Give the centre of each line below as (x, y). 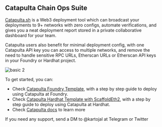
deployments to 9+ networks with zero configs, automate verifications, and (81, 25)
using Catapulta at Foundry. (40, 94)
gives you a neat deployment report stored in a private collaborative (73, 30)
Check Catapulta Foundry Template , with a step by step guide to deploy (84, 89)
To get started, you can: (29, 79)
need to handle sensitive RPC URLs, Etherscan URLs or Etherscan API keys (81, 55)
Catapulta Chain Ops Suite (46, 8)
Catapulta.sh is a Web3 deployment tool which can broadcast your (72, 20)
